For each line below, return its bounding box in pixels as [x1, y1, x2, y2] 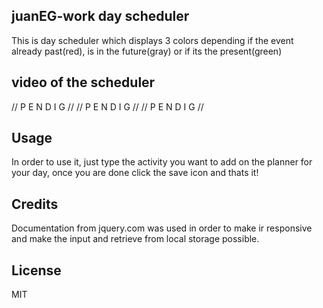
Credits [11, 195, 59, 213]
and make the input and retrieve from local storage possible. [11, 233, 260, 245]
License [11, 262, 62, 279]
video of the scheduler [11, 74, 156, 91]
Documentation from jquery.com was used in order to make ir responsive [11, 222, 313, 234]
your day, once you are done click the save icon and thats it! [11, 167, 259, 179]
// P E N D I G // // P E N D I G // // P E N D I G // [11, 100, 204, 113]
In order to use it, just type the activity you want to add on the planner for [11, 156, 313, 168]
